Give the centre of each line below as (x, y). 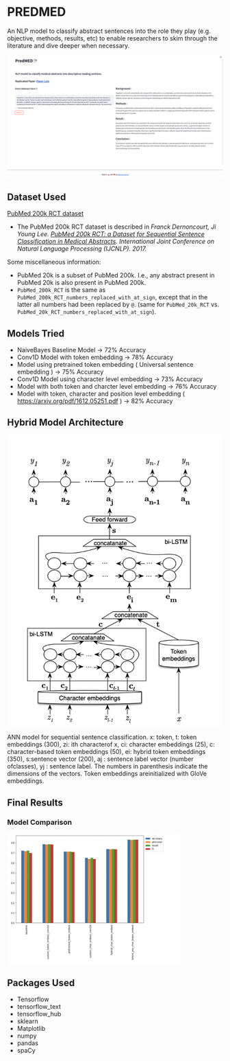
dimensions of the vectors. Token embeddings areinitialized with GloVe (107, 774)
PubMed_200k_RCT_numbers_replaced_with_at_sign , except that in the (112, 297)
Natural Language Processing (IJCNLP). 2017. (82, 249)
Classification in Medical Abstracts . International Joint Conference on (115, 242)
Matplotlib (31, 1029)
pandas (28, 1043)
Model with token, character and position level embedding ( (101, 394)
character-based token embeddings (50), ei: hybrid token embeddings (106, 752)
